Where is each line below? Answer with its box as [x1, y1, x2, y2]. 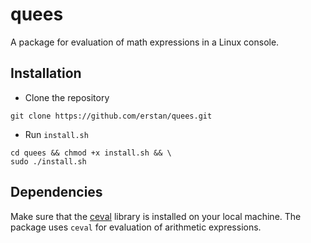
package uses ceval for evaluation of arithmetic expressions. [10, 221, 262, 233]
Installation [10, 65, 82, 82]
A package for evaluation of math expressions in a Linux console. [10, 36, 280, 48]
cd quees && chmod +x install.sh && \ [10, 148, 172, 158]
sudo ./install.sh [10, 156, 87, 167]
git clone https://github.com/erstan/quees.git [10, 111, 213, 121]
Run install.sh [24, 128, 89, 140]
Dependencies [10, 184, 103, 201]
